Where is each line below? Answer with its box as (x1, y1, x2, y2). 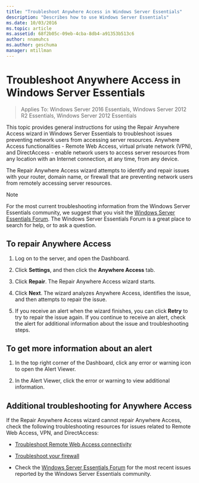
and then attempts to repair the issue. (14, 296, 107, 303)
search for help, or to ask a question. (6, 221, 97, 228)
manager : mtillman (6, 48, 52, 54)
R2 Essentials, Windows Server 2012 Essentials (20, 112, 137, 119)
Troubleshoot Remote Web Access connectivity (14, 441, 132, 448)
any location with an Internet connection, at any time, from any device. (6, 155, 179, 162)
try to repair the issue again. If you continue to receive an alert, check (14, 314, 186, 321)
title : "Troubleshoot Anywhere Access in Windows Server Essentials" (6, 8, 183, 15)
